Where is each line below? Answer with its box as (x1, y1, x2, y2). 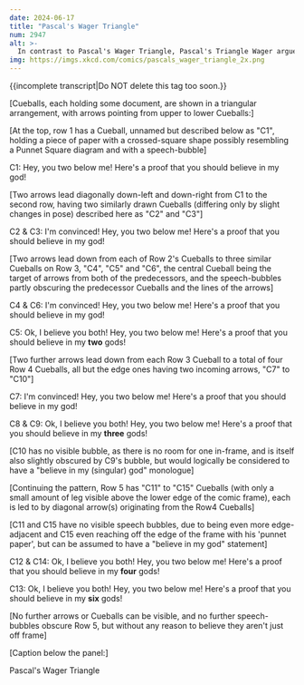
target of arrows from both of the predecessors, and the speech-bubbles (9, 273, 282, 283)
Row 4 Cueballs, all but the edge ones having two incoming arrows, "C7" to (9, 364, 290, 375)
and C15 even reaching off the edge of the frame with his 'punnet (43, 529, 287, 540)
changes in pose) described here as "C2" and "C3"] (9, 209, 204, 219)
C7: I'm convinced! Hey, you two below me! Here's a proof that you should (9, 391, 287, 402)
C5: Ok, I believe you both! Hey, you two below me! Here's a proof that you (9, 328, 288, 338)
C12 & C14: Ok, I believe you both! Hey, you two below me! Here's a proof (9, 556, 282, 567)
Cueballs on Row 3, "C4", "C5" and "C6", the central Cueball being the (9, 263, 271, 273)
